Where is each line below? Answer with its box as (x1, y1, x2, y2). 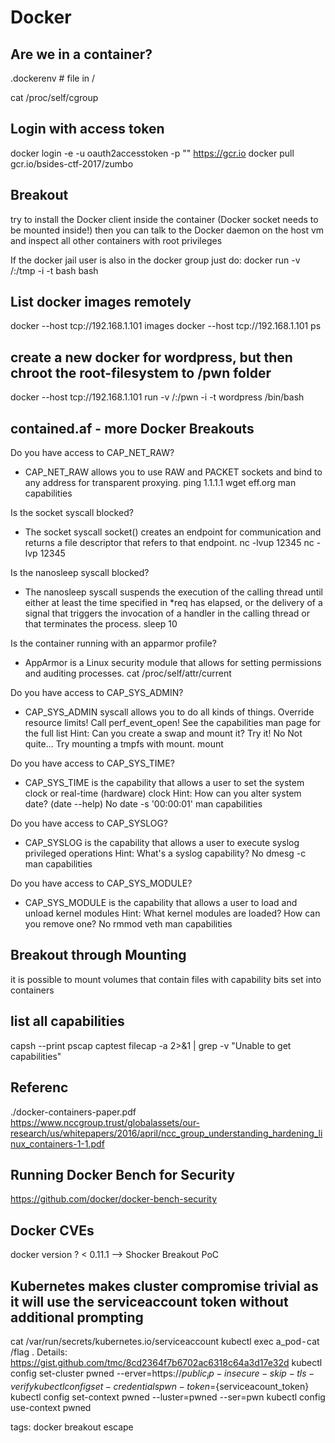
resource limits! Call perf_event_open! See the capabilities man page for (24, 717, 322, 729)
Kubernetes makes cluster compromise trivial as (10, 1277, 319, 1295)
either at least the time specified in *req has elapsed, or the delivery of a (24, 597, 323, 609)
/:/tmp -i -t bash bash (10, 264, 99, 276)
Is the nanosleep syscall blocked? (10, 567, 150, 579)
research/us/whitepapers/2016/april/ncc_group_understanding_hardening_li (10, 1127, 323, 1139)
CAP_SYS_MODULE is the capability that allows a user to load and (24, 897, 298, 909)
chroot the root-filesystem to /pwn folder (10, 364, 272, 381)
